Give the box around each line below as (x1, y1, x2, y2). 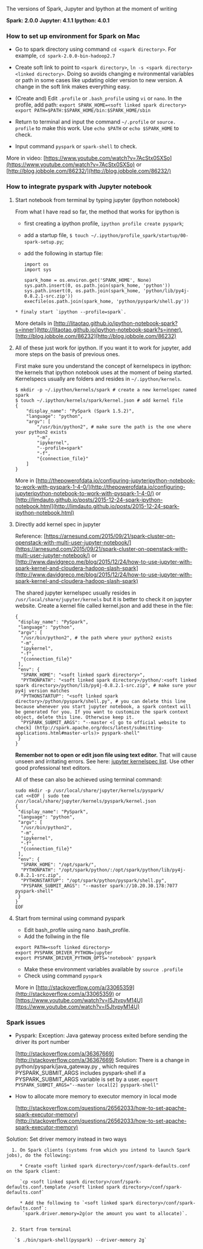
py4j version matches (14, 688, 69, 694)
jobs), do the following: (6, 1152, 71, 1158)
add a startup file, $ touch (24, 231, 89, 238)
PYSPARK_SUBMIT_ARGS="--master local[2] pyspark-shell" (14, 1082, 159, 1088)
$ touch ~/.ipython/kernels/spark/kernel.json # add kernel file (14, 397, 183, 403)
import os (24, 261, 50, 267)
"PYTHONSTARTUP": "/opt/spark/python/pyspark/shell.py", (21, 877, 167, 884)
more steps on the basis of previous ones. (14, 350, 120, 357)
